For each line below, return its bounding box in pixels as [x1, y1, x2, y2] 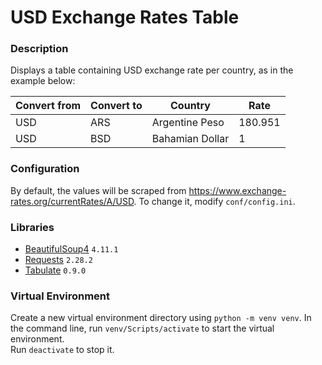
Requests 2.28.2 [24, 254, 93, 266]
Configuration [10, 162, 80, 176]
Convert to [90, 99, 143, 113]
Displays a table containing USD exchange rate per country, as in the [10, 64, 294, 76]
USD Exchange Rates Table [10, 6, 240, 29]
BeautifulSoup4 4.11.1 [24, 243, 119, 255]
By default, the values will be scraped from [10, 184, 187, 196]
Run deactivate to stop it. [10, 344, 115, 356]
